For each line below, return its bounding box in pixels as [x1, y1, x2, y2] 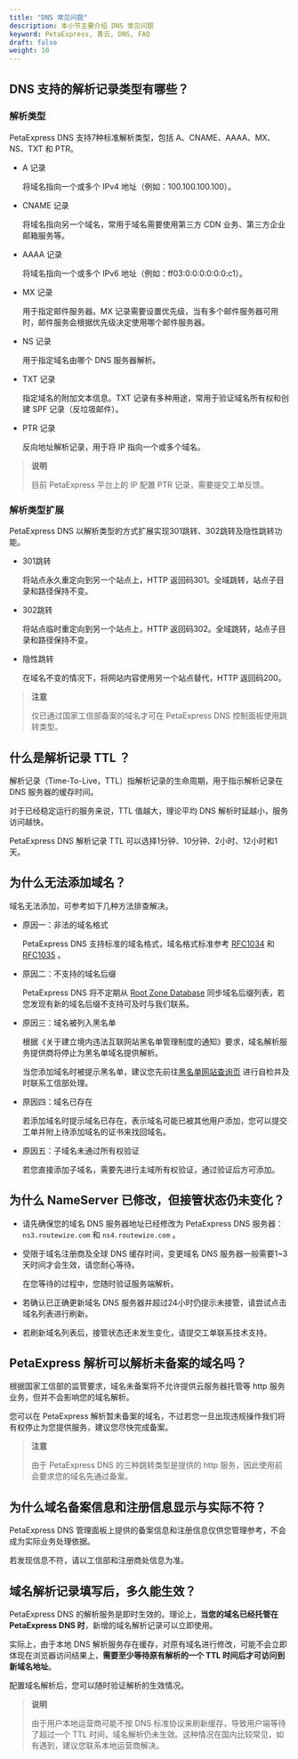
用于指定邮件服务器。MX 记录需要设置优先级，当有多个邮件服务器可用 [21, 305, 278, 316]
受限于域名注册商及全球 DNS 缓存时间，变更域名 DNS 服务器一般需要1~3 [21, 1248, 288, 1259]
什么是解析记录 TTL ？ [9, 750, 131, 766]
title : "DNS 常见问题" [9, 12, 88, 22]
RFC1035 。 [21, 949, 66, 960]
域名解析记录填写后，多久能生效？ [9, 1584, 197, 1599]
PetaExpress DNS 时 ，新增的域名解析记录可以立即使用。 [9, 1619, 218, 1630]
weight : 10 [9, 46, 50, 55]
